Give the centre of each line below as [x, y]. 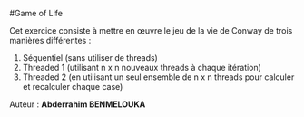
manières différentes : [50, 40]
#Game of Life [36, 13]
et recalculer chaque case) [73, 87]
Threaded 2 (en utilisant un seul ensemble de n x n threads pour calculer [158, 77]
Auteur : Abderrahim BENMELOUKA [78, 104]
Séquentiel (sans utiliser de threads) [90, 58]
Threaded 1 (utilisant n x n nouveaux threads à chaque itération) [142, 68]
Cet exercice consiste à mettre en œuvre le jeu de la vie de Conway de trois [151, 30]
